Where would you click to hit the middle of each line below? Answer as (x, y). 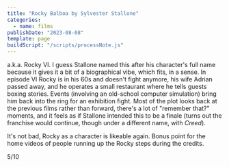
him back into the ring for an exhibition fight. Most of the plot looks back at (112, 101)
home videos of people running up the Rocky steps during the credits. (106, 143)
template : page (29, 39)
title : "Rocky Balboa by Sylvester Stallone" (73, 13)
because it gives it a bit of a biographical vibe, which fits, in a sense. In (107, 72)
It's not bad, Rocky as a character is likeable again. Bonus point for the (107, 136)
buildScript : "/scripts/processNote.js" (66, 45)
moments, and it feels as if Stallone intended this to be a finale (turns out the (114, 116)
